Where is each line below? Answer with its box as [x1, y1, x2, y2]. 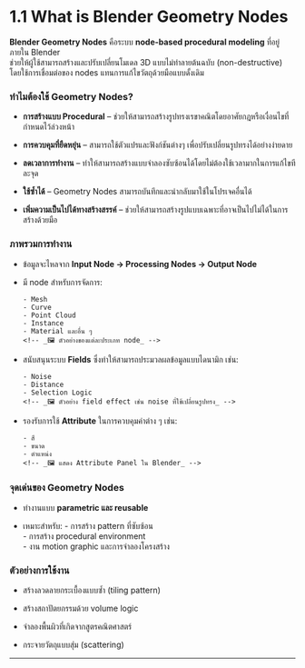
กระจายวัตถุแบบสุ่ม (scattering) [22, 639, 124, 651]
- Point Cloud [22, 311, 76, 320]
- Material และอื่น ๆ [22, 326, 93, 335]
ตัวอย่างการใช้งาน [9, 563, 70, 576]
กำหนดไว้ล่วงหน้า [22, 121, 75, 133]
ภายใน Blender [9, 46, 61, 57]
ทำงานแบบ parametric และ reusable [22, 502, 149, 513]
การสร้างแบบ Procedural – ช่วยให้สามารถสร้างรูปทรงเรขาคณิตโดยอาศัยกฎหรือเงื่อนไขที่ [22, 111, 290, 122]
